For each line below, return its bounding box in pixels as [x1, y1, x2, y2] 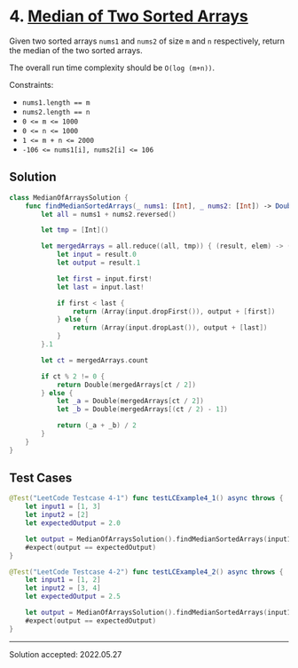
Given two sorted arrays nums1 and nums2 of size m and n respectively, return [9, 36, 286, 46]
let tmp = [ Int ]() [41, 226, 109, 235]
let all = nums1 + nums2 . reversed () [41, 210, 176, 219]
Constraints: [9, 79, 54, 90]
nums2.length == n [21, 107, 90, 116]
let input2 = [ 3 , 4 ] [25, 584, 101, 592]
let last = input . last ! [56, 282, 145, 291]
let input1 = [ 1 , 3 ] [25, 502, 101, 512]
